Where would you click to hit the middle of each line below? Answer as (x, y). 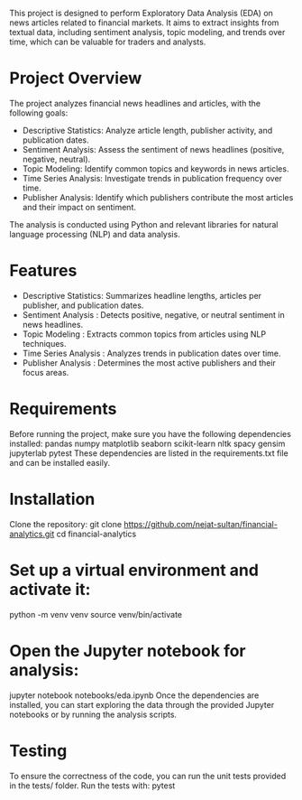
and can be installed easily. (60, 462)
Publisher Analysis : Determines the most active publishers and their (149, 363)
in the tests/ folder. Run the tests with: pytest (92, 786)
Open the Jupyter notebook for (128, 651)
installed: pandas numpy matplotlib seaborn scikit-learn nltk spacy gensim (147, 443)
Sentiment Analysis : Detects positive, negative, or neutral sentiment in (154, 314)
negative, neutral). (56, 159)
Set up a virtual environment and (134, 570)
